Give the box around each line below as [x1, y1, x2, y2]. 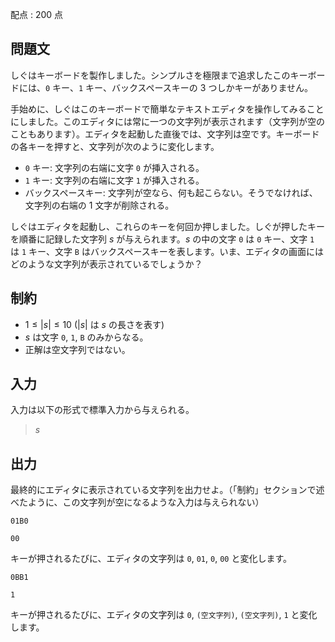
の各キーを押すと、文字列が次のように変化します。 [10, 140, 220, 152]
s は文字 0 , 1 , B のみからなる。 [24, 331, 149, 343]
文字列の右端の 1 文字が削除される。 [24, 199, 175, 211]
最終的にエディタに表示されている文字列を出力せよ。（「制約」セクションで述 [10, 484, 325, 496]
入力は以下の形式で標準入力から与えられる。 [10, 404, 195, 416]
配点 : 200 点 [10, 9, 64, 20]
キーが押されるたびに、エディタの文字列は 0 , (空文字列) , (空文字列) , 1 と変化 [10, 609, 318, 621]
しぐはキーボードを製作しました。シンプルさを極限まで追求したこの [10, 69, 291, 81]
